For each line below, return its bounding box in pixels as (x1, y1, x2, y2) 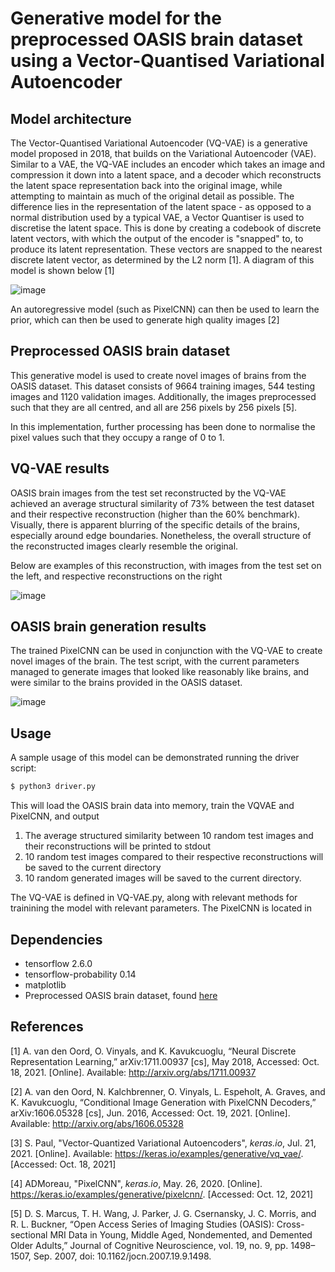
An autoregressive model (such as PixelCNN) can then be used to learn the (10, 303, 320, 315)
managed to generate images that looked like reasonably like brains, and (10, 666, 310, 678)
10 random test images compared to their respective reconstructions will (24, 851, 324, 863)
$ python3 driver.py (10, 782, 97, 792)
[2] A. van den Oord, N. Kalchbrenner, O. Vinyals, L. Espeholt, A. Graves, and (10, 1085, 326, 1097)
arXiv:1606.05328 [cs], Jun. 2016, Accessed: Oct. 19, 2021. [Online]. (10, 1107, 291, 1119)
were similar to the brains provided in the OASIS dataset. (10, 677, 243, 689)
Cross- (276, 1218, 305, 1230)
